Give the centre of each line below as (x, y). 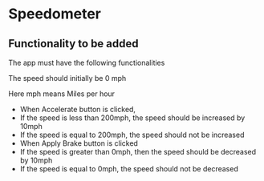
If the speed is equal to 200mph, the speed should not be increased (132, 135)
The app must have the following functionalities (87, 62)
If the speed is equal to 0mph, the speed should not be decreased (129, 169)
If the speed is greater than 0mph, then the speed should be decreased (138, 152)
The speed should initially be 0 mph (67, 78)
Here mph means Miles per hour (61, 94)
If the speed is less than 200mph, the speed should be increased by (132, 118)
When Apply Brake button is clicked (79, 143)
